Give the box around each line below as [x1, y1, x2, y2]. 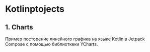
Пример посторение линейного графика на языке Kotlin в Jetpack [5, 36, 145, 42]
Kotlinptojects [5, 3, 65, 15]
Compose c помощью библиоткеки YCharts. [5, 41, 98, 47]
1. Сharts [5, 23, 33, 31]
